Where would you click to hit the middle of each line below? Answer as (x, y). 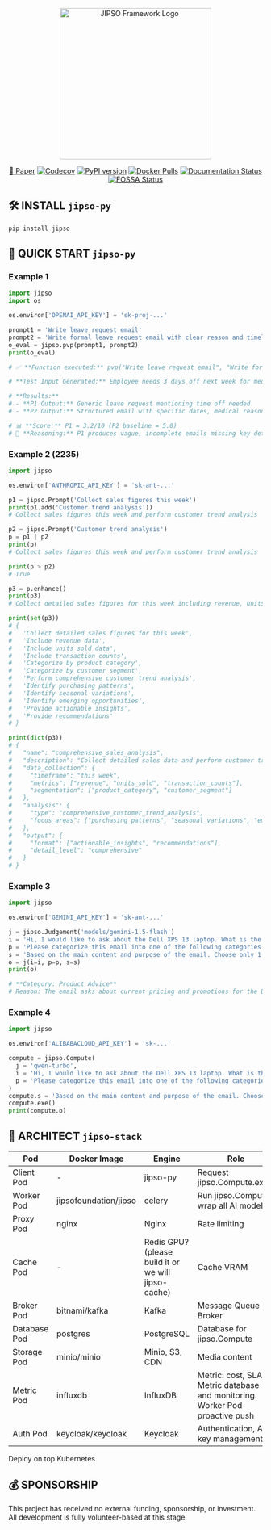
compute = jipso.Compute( (52, 1058)
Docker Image (96, 1159)
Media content (225, 1356)
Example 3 (29, 886)
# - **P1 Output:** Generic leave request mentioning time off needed (129, 404)
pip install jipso (39, 228)
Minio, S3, (163, 1352)
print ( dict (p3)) (35, 738)
